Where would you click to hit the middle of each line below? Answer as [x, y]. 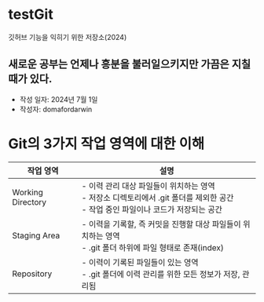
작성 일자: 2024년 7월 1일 [59, 99]
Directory [29, 202]
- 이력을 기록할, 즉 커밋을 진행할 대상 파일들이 [161, 224]
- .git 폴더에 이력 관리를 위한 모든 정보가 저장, [161, 274]
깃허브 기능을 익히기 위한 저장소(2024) [68, 37]
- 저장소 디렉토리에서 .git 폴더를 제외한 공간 [158, 198]
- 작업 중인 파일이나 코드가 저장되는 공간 [152, 209]
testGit [31, 15]
